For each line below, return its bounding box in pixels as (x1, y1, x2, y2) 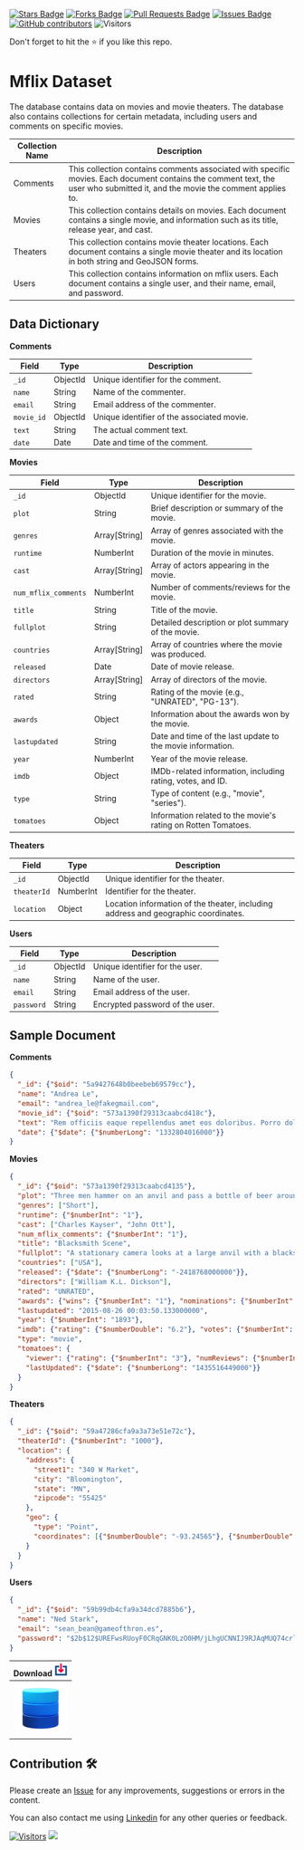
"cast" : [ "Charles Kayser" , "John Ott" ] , (17, 1220, 176, 1229)
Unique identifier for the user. (93, 961, 203, 973)
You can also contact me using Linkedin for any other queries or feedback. (9, 1812, 288, 1823)
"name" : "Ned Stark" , (17, 1615, 100, 1625)
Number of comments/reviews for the (150, 582, 291, 593)
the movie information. (150, 741, 235, 752)
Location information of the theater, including (105, 898, 273, 909)
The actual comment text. (93, 424, 188, 435)
